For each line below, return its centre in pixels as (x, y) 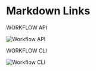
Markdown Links (48, 11)
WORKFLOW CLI (27, 50)
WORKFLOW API (27, 27)
